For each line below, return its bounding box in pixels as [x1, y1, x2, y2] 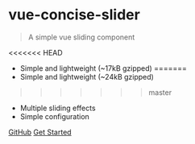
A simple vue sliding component [27, 32, 135, 42]
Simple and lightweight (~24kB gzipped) [19, 72, 155, 81]
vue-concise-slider [8, 6, 141, 24]
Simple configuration [19, 111, 90, 121]
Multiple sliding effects [19, 103, 96, 113]
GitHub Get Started [8, 127, 72, 137]
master [148, 87, 172, 97]
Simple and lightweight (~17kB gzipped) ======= [19, 63, 187, 73]
